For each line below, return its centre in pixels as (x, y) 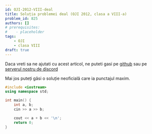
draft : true (17, 50)
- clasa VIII (27, 45)
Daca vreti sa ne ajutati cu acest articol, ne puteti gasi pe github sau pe (76, 64)
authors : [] (17, 23)
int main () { (18, 100)
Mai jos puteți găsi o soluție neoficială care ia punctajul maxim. (68, 78)
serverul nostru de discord (32, 69)
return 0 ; (24, 122)
